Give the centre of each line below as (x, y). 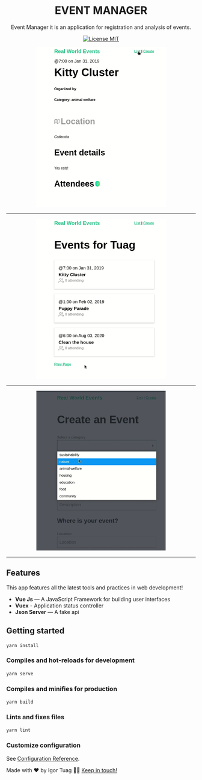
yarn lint (19, 730)
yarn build (20, 702)
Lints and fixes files (35, 717)
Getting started (35, 631)
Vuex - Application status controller (59, 606)
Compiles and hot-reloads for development (71, 660)
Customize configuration (44, 745)
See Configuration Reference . (43, 758)
